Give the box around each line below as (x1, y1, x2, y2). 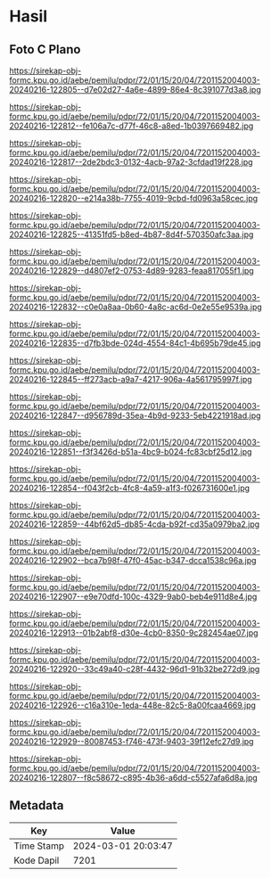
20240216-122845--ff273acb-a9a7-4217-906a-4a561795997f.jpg (9, 374, 252, 384)
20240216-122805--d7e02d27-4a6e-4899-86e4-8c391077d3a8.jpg (9, 85, 261, 94)
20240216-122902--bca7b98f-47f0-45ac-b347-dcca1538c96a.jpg (9, 555, 257, 565)
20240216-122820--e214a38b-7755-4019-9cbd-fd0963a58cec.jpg (9, 193, 259, 203)
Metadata (9, 798, 64, 813)
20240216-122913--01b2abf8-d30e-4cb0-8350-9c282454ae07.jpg (9, 628, 259, 638)
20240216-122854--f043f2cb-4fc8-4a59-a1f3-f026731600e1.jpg (9, 483, 250, 493)
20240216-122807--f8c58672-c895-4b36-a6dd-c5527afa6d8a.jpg (9, 773, 259, 783)
